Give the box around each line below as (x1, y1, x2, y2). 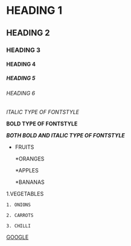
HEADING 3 (6, 46, 40, 54)
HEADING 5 (6, 74, 36, 81)
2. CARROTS (6, 212, 34, 218)
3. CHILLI (6, 222, 31, 229)
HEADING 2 (6, 28, 50, 38)
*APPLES (14, 166, 39, 174)
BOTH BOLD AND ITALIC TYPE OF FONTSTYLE (6, 131, 125, 139)
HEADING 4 (6, 61, 36, 68)
